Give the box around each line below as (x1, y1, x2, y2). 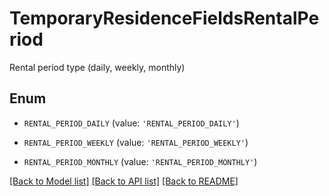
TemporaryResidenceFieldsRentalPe (9, 7, 320, 30)
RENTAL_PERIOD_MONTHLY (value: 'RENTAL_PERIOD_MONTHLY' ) (23, 155, 258, 167)
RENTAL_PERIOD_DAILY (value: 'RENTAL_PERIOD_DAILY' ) (23, 117, 240, 129)
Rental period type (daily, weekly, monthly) (9, 61, 186, 73)
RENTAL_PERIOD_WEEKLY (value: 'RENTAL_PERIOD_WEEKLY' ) (23, 136, 249, 148)
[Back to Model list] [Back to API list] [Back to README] (9, 175, 239, 187)
